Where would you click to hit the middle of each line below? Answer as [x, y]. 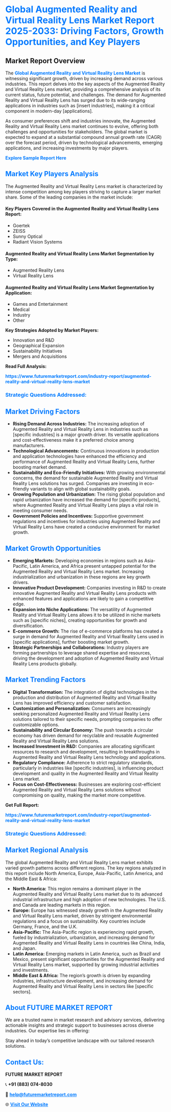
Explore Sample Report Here [36, 158]
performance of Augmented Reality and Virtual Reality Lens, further [84, 462]
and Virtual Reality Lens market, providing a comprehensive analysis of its [83, 89]
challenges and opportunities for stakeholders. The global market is [76, 132]
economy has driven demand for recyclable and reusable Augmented [86, 735]
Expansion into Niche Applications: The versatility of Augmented [82, 609]
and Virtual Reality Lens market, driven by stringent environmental [82, 915]
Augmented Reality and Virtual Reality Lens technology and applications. [89, 757]
